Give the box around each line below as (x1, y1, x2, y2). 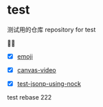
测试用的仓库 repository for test (7, 25, 96, 33)
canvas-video (16, 66, 56, 74)
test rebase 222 (7, 93, 52, 102)
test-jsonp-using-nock (16, 80, 81, 88)
